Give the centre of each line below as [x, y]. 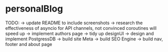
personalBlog [34, 9]
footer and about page [29, 44]
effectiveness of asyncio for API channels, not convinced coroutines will [81, 28]
